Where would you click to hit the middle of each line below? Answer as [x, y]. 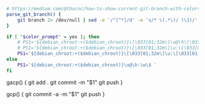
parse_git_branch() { [34, 14]
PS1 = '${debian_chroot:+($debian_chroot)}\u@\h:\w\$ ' [87, 65]
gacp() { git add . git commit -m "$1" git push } [65, 82]
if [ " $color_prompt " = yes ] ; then [53, 36]
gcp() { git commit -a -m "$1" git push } [56, 94]
